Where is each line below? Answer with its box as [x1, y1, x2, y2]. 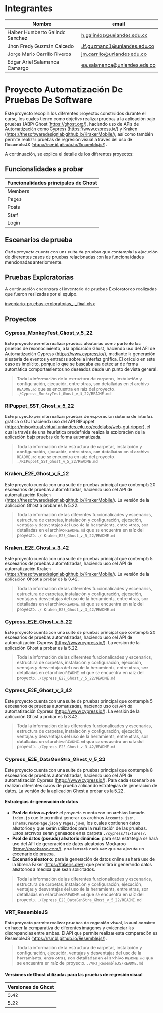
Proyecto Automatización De [5, 84, 123, 95]
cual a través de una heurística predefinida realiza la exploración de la [5, 429, 145, 435]
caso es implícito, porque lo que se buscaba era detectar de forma [5, 361, 138, 367]
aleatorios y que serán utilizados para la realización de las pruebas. [12, 825, 147, 831]
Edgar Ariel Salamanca [7, 58, 59, 65]
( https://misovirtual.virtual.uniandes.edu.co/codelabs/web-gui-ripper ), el [5, 424, 150, 430]
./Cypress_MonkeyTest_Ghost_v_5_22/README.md [16, 391, 111, 396]
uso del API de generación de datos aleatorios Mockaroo [12, 840, 126, 847]
